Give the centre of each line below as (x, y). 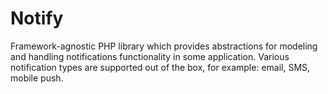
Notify (37, 18)
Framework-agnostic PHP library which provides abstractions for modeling (164, 46)
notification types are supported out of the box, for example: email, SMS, (160, 67)
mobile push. (37, 78)
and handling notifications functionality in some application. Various (150, 56)
